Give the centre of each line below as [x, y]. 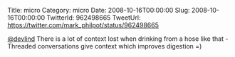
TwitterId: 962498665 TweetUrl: [93, 18]
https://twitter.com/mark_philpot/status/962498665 [83, 25]
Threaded [22, 46]
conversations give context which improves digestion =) [120, 46]
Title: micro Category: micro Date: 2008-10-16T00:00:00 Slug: [99, 10]
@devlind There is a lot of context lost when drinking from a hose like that [116, 39]
